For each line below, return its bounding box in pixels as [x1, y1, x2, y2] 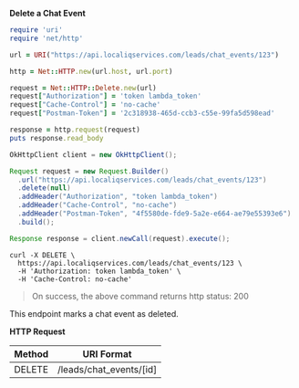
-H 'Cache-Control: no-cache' [17, 274, 132, 284]
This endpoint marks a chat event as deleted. [9, 308, 180, 319]
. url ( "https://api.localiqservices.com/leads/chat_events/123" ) [17, 175, 267, 184]
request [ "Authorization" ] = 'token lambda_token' [9, 91, 202, 101]
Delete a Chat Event [9, 8, 87, 18]
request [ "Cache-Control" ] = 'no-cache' [9, 100, 161, 110]
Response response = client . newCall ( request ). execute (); [9, 234, 231, 243]
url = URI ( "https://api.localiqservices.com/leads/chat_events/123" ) [9, 50, 280, 59]
